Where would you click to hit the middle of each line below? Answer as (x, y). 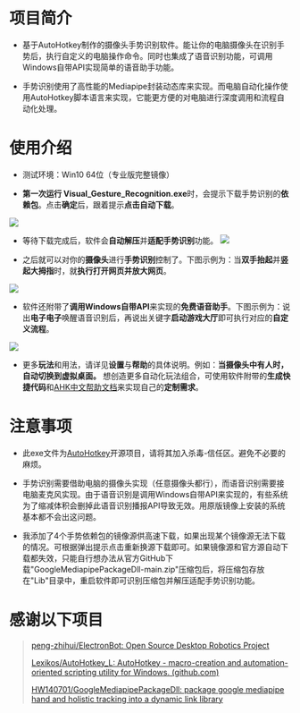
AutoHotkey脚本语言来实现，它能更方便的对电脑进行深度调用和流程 (154, 97)
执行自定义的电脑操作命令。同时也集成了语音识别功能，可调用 (159, 55)
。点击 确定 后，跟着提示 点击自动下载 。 (108, 204)
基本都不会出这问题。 (61, 516)
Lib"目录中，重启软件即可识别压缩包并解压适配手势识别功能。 (147, 580)
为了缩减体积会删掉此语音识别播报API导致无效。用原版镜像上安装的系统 (154, 505)
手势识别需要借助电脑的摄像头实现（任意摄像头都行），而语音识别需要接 (153, 483)
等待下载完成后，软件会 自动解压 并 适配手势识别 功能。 (120, 240)
